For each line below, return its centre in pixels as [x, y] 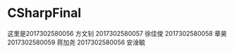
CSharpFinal [44, 13]
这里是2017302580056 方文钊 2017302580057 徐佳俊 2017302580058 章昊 [117, 33]
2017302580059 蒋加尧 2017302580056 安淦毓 [76, 42]
